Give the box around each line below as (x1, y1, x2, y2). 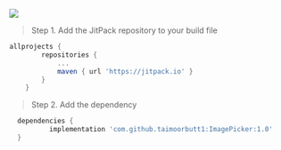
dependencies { (17, 116, 74, 126)
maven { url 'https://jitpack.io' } (56, 67, 194, 75)
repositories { (41, 50, 98, 59)
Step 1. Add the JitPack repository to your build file (30, 25, 219, 36)
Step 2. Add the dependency (30, 99, 137, 110)
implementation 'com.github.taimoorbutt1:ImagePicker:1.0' (48, 125, 274, 134)
